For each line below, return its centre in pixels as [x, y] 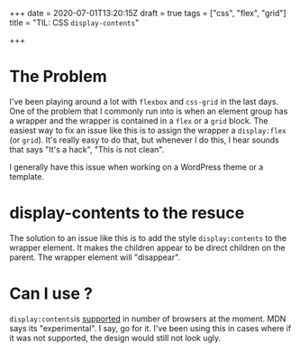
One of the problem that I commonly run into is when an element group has [149, 111]
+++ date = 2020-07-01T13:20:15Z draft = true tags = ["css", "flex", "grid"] [148, 13]
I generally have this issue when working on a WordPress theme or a [136, 167]
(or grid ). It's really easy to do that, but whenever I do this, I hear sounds [144, 140]
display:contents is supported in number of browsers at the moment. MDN [148, 319]
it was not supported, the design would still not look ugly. [115, 338]
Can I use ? [51, 294]
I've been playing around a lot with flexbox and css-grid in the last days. [144, 101]
